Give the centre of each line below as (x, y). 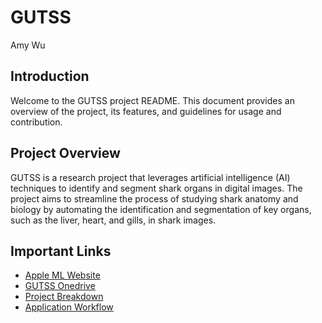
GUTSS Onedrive (60, 286)
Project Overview (65, 153)
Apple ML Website (62, 275)
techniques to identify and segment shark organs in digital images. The (156, 188)
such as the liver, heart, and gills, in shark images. (113, 220)
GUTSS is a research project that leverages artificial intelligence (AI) (150, 177)
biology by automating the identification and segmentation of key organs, (161, 209)
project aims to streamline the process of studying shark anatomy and (154, 198)
